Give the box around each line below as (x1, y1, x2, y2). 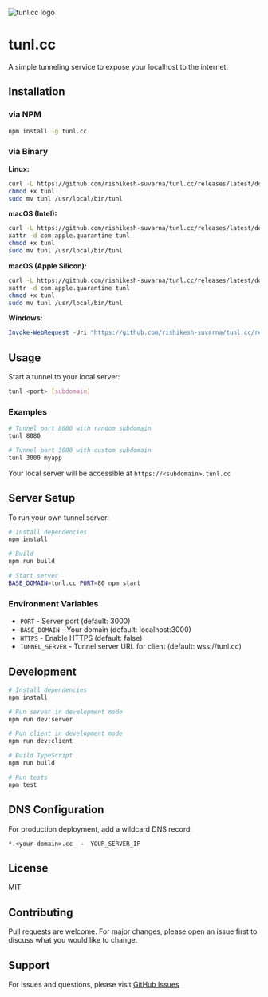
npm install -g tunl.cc (8, 127, 88, 135)
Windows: (8, 313, 43, 323)
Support (8, 959, 50, 972)
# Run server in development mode (8, 708, 124, 716)
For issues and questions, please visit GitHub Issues (8, 979, 179, 989)
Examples (8, 406, 48, 417)
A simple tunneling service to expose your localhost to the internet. (8, 62, 229, 71)
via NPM (8, 109, 41, 120)
